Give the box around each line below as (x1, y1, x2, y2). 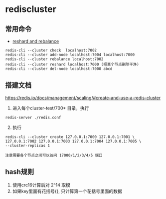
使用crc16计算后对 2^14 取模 (12, 181, 71, 188)
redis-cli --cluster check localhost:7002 (5, 48, 97, 53)
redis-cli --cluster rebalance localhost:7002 (5, 56, 104, 61)
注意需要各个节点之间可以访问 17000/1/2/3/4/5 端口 (5, 152, 103, 158)
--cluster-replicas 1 (5, 143, 50, 148)
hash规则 (5, 167, 34, 176)
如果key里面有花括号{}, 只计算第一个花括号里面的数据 (12, 188, 122, 194)
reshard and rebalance (12, 38, 59, 44)
